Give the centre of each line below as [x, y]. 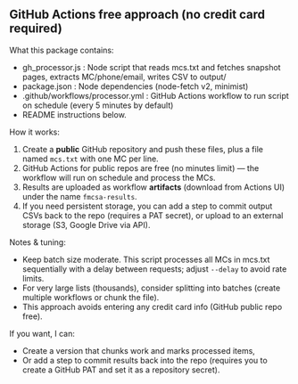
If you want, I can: [42, 333]
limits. [33, 278]
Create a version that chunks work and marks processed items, [139, 350]
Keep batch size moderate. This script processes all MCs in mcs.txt [146, 259]
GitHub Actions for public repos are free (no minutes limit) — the [141, 167]
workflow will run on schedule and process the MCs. [119, 177]
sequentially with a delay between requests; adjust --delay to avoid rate [154, 269]
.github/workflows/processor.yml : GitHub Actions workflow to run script [156, 95]
